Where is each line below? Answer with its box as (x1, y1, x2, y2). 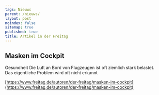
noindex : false (5, 20, 36, 26)
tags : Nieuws (5, 7, 32, 12)
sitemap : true (5, 25, 34, 30)
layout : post (5, 16, 32, 21)
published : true (5, 29, 38, 34)
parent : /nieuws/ (5, 12, 40, 16)
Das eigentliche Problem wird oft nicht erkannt (5, 69, 98, 75)
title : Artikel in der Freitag (5, 34, 68, 39)
